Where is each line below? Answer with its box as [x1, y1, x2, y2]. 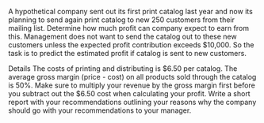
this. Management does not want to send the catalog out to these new [8, 32, 237, 41]
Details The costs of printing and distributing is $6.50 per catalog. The [8, 64, 238, 73]
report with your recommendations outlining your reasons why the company [8, 98, 257, 106]
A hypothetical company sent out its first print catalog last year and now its [8, 7, 254, 16]
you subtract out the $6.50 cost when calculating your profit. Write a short [8, 89, 251, 98]
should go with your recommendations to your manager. [8, 106, 192, 115]
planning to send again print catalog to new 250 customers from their [8, 15, 235, 24]
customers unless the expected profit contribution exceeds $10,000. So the [8, 40, 254, 50]
